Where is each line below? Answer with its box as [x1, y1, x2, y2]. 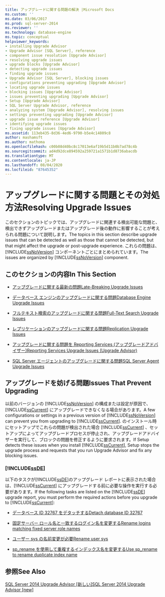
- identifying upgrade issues [5, 121, 67, 126]
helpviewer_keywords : [5, 39, 50, 44]
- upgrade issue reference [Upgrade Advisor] [5, 116, 100, 122]
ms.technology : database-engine [5, 30, 71, 35]
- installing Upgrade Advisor [5, 44, 67, 49]
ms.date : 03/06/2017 [5, 16, 48, 21]
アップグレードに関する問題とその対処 [5, 190, 160, 201]
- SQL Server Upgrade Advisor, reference [5, 103, 91, 108]
